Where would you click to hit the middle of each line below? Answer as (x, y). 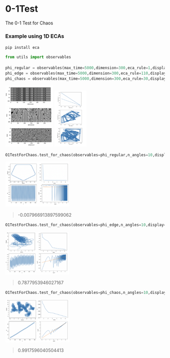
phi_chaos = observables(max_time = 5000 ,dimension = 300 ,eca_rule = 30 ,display (86, 79)
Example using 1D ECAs (35, 36)
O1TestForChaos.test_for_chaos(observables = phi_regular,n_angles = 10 (79, 155)
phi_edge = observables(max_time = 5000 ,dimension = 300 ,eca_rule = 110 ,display (86, 73)
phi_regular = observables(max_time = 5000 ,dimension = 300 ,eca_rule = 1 (78, 68)
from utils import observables (38, 57)
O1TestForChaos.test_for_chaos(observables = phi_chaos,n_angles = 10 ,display (86, 292)
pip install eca (22, 48)
